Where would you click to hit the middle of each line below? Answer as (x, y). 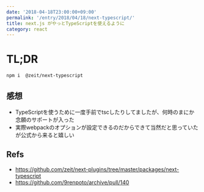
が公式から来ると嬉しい (45, 135)
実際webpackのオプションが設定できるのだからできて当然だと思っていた (107, 127)
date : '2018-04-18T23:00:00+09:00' (52, 12)
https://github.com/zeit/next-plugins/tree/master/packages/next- (97, 169)
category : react (27, 29)
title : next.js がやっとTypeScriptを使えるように (66, 23)
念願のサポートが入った (45, 119)
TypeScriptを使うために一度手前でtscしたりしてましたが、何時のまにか (104, 112)
